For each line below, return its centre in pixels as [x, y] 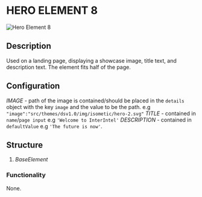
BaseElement [31, 160]
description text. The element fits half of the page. [68, 67]
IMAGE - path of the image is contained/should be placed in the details [96, 101]
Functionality [26, 175]
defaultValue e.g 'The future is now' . [54, 126]
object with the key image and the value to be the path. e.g [78, 107]
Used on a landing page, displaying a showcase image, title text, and [91, 60]
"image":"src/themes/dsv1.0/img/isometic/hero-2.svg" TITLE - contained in [101, 113]
